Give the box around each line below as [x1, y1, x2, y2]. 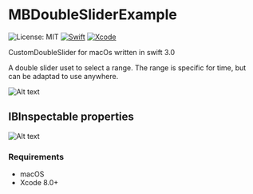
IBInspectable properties [8, 110, 134, 124]
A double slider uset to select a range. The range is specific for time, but [8, 62, 247, 73]
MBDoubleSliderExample [8, 6, 177, 24]
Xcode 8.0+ [19, 178, 59, 188]
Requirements [8, 151, 65, 162]
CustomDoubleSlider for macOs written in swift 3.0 [8, 47, 176, 57]
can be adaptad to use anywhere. [8, 71, 119, 81]
